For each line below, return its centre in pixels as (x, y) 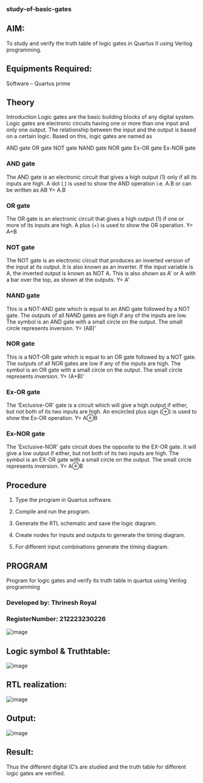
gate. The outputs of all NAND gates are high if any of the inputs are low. (97, 315)
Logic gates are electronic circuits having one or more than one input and (98, 124)
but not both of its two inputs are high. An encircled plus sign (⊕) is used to (101, 411)
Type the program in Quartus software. (64, 500)
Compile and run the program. (53, 511)
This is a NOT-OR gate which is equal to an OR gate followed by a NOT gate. (101, 357)
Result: (20, 752)
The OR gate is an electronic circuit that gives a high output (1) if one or (95, 218)
